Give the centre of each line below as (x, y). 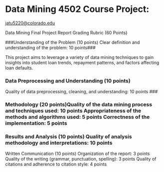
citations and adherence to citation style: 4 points (56, 164)
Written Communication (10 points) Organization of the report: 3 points (78, 154)
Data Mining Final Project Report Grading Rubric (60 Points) (66, 32)
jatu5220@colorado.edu (30, 23)
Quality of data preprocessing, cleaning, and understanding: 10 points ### (82, 92)
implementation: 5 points (36, 123)
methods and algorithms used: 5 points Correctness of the (78, 117)
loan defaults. (19, 68)
